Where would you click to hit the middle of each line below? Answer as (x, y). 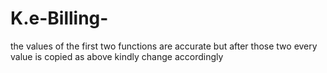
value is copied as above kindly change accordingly (117, 56)
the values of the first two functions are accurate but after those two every (164, 46)
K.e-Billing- (59, 18)
